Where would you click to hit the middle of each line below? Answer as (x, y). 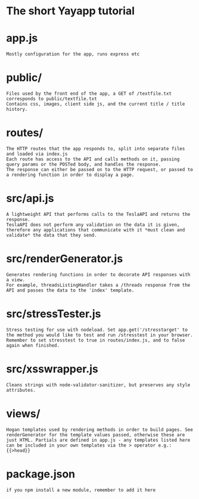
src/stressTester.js (54, 314)
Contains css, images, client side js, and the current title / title (96, 104)
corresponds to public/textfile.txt (52, 99)
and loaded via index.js (37, 154)
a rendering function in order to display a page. (70, 175)
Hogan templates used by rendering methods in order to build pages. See (100, 430)
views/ (23, 413)
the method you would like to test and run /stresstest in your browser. (100, 335)
